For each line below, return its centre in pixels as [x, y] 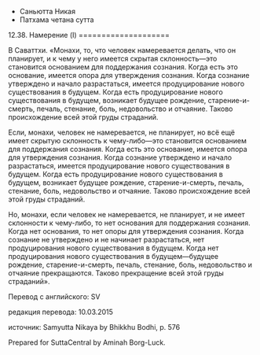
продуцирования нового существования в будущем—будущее [113, 256]
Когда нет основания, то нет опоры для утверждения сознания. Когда [126, 231]
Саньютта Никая [48, 11]
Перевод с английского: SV [54, 297]
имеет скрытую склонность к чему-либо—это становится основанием [128, 141]
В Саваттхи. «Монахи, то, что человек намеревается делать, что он [122, 50]
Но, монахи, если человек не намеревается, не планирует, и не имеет [126, 214]
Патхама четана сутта [57, 20]
